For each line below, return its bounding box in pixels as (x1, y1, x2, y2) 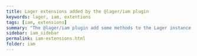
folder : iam (6, 41, 35, 47)
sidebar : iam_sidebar (6, 30, 60, 36)
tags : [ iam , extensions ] (6, 19, 67, 25)
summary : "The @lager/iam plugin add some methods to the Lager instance (6, 24, 192, 31)
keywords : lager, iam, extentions (6, 14, 91, 20)
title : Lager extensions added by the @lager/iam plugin (6, 8, 149, 15)
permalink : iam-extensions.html (6, 36, 86, 41)
